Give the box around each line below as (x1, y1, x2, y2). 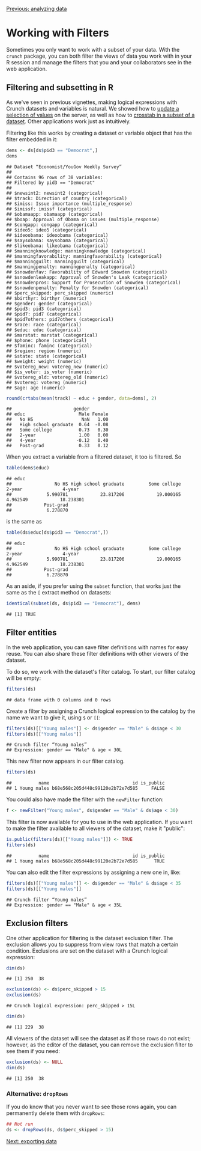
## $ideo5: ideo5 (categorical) (6, 227, 87, 233)
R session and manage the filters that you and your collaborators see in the (6, 58, 192, 66)
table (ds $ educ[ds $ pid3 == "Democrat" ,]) (6, 530, 109, 536)
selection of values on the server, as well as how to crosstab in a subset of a (6, 111, 195, 118)
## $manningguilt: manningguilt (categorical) (6, 258, 125, 264)
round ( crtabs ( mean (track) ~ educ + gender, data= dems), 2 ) (6, 395, 157, 401)
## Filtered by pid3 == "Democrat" (6, 180, 95, 186)
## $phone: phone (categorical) (6, 337, 87, 343)
